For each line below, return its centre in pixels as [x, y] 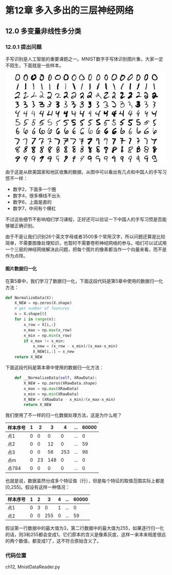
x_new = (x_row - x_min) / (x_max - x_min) [75, 346]
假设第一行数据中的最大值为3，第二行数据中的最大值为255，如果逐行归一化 [85, 528]
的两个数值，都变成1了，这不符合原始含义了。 [53, 541]
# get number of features [42, 308]
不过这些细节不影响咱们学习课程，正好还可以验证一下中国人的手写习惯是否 [84, 219]
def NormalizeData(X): [29, 297]
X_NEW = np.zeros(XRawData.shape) [60, 383]
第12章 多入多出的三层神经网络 [70, 10]
